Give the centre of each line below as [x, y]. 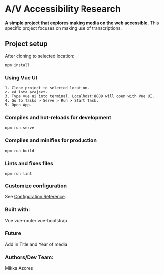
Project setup [27, 44]
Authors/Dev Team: [29, 257]
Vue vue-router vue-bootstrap [36, 220]
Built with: [18, 210]
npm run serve [20, 128]
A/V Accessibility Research [63, 9]
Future [13, 233]
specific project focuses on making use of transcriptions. [64, 28]
